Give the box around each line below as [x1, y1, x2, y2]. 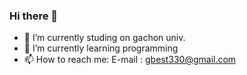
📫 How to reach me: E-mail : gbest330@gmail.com [23, 54, 237, 66]
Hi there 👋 [9, 9, 59, 23]
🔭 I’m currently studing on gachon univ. [23, 32, 186, 44]
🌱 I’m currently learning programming [23, 42, 179, 54]
